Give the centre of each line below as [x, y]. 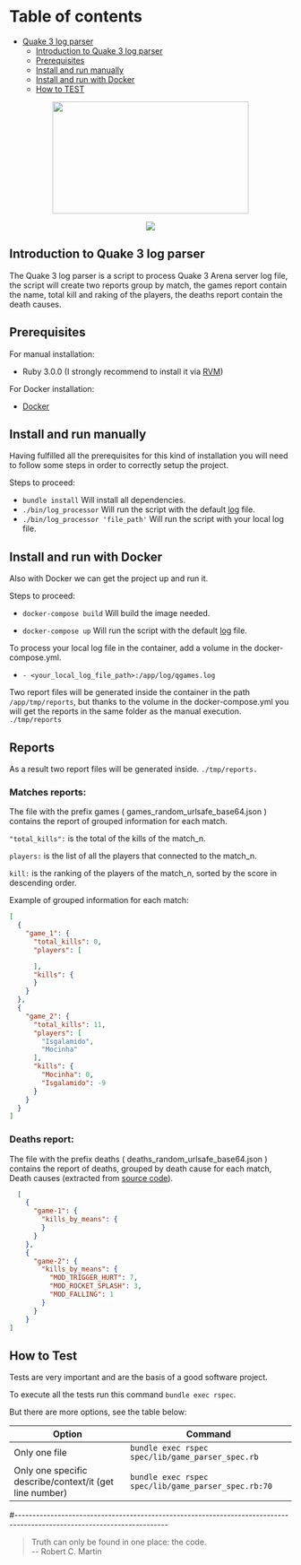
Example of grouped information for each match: [99, 900]
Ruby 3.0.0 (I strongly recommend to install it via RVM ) [123, 371]
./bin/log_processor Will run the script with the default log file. [138, 509]
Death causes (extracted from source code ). [91, 1178]
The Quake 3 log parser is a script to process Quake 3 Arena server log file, [149, 275]
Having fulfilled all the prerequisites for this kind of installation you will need [149, 456]
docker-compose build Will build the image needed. [116, 613]
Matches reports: [48, 792]
